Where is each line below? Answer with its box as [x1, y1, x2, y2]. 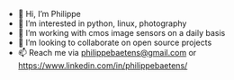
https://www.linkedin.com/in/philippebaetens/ [17, 60, 188, 71]
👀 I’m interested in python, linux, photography [17, 18, 187, 29]
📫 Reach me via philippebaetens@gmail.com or [17, 48, 197, 58]
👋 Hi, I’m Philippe [17, 9, 81, 19]
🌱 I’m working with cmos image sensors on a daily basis [17, 28, 226, 38]
